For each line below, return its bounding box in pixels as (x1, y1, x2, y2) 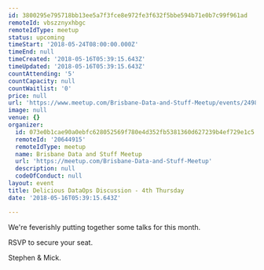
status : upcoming (8, 33, 65, 42)
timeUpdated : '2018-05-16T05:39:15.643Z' (8, 63, 146, 71)
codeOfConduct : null (15, 172, 82, 181)
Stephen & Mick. (8, 253, 61, 262)
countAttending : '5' (8, 70, 76, 78)
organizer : (8, 121, 44, 129)
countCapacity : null (8, 77, 76, 85)
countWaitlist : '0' (8, 84, 72, 93)
